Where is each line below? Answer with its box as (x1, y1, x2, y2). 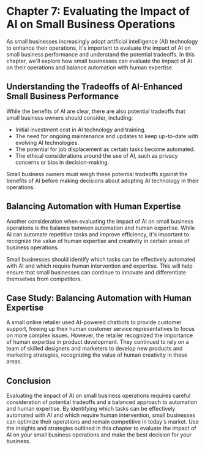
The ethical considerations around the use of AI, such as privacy (15, 152, 178, 159)
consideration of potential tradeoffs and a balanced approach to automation (6, 398, 198, 406)
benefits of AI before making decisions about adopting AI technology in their (6, 177, 199, 184)
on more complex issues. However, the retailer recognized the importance (6, 332, 193, 339)
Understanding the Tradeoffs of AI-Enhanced (6, 82, 183, 92)
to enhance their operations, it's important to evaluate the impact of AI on (6, 44, 192, 52)
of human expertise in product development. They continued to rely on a (6, 338, 189, 346)
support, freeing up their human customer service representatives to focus (6, 325, 195, 333)
